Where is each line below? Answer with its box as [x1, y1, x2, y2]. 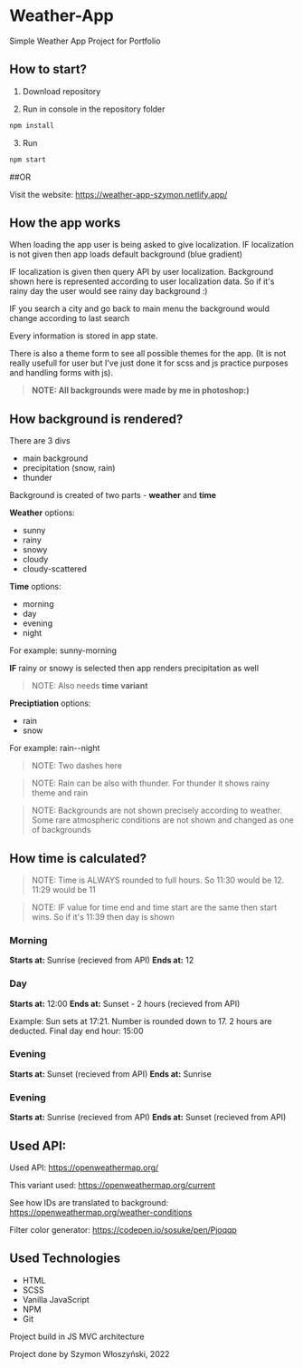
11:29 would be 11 [31, 884, 97, 894]
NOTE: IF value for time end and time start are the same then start [31, 902, 278, 913]
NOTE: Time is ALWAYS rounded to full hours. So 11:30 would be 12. [31, 875, 285, 885]
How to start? [9, 62, 88, 77]
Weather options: [9, 507, 75, 518]
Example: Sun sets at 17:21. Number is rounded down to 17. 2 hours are [9, 1015, 272, 1026]
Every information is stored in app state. [9, 330, 158, 341]
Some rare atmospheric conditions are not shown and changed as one [31, 815, 294, 826]
